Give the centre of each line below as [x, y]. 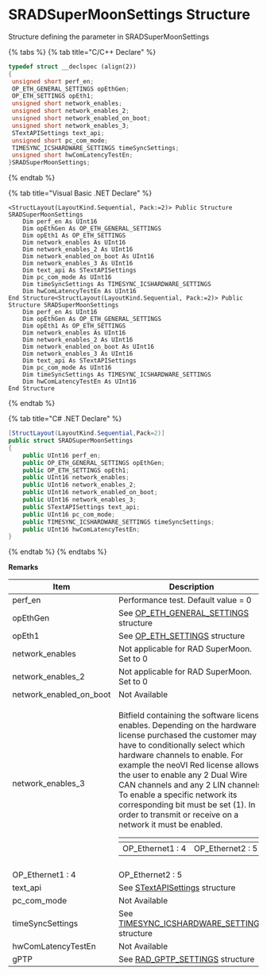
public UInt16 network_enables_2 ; [79, 485]
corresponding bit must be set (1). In [187, 805]
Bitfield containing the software [176, 715]
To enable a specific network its [178, 795]
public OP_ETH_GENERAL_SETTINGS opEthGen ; [94, 462]
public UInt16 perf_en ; [62, 455]
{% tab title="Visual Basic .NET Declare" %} [80, 193]
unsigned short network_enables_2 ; [70, 111]
